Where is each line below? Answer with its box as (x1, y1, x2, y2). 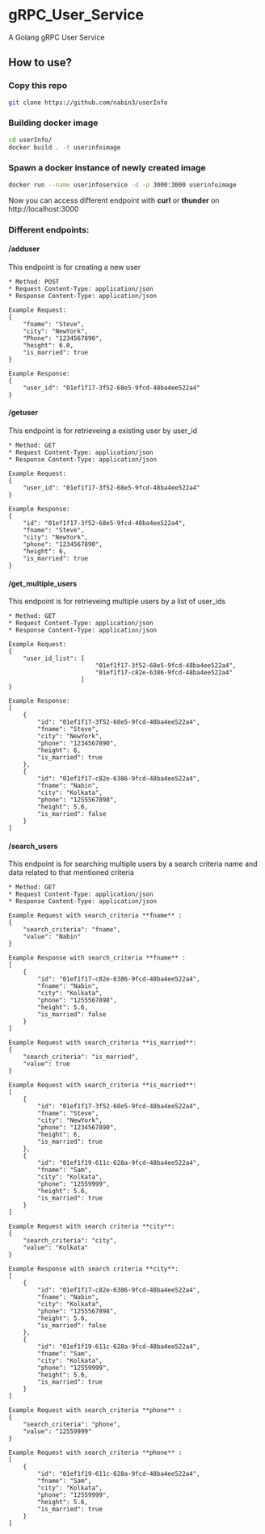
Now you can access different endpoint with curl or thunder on (8, 195, 220, 205)
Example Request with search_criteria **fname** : (8, 911, 183, 920)
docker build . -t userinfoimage (8, 143, 121, 151)
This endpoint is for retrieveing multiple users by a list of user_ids (8, 596, 226, 607)
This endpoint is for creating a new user (8, 262, 141, 271)
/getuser (8, 408, 39, 418)
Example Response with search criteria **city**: (8, 1265, 179, 1273)
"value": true (23, 1060, 70, 1068)
